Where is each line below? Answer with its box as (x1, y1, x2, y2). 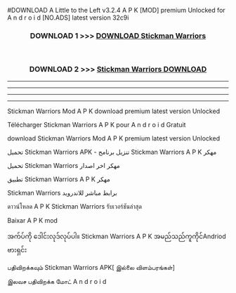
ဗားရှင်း (7, 245, 27, 254)
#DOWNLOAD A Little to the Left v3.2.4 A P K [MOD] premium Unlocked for (7, 6, 226, 14)
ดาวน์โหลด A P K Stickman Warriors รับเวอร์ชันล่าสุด (7, 202, 143, 210)
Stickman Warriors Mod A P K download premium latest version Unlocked (7, 107, 220, 115)
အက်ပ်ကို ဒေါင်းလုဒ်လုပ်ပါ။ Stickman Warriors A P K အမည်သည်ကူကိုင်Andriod (7, 232, 226, 240)
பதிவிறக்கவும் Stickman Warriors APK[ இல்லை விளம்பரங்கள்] (7, 263, 176, 271)
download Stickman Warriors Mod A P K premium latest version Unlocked (7, 134, 220, 143)
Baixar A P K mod (7, 216, 58, 224)
